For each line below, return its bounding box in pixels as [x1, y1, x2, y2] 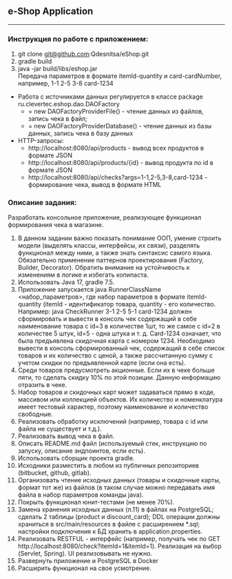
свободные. [17, 410, 54, 418]
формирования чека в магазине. [8, 221, 104, 229]
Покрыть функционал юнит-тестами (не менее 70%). [17, 498, 175, 507]
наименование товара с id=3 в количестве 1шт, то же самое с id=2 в [17, 322, 221, 331]
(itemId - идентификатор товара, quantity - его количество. [43, 300, 216, 308]
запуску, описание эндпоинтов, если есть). [17, 446, 145, 455]
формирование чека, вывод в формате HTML [28, 181, 162, 189]
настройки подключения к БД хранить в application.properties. [17, 527, 202, 536]
